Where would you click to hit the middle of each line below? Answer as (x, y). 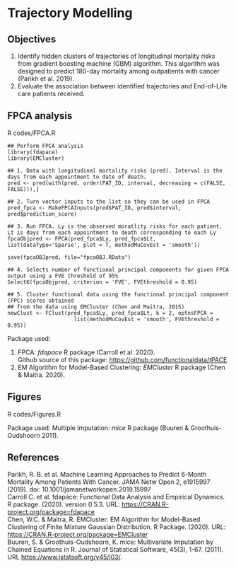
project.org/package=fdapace (51, 512)
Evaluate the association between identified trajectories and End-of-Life (122, 86)
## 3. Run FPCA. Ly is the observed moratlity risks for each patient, (115, 226)
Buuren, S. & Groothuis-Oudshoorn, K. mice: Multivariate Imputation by (111, 542)
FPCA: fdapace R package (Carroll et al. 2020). (86, 352)
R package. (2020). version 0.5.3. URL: (64, 504)
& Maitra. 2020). (41, 375)
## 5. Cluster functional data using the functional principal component (118, 294)
